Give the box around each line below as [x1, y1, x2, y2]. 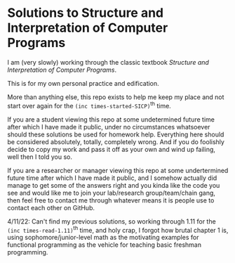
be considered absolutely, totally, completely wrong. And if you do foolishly [7, 137, 224, 146]
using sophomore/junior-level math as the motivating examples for [7, 233, 199, 242]
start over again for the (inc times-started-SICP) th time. [7, 100, 172, 110]
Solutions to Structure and [7, 5, 164, 21]
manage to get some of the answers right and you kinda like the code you [7, 181, 220, 189]
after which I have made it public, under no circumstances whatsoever [7, 122, 210, 131]
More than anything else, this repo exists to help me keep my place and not [7, 93, 224, 101]
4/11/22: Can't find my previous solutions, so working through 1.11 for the [7, 217, 216, 226]
